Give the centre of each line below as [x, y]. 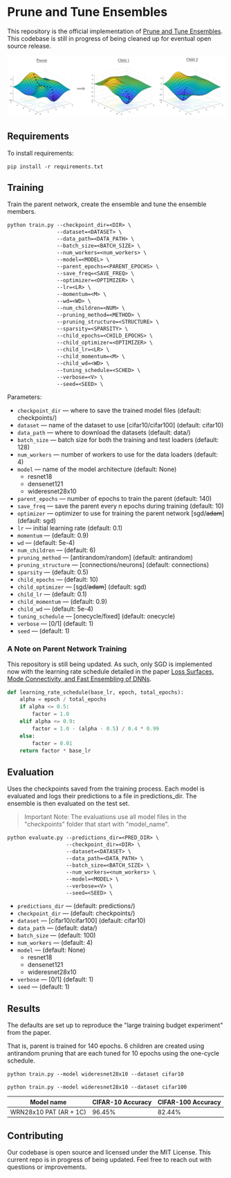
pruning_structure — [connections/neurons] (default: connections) [113, 565]
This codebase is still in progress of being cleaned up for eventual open [109, 38]
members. [22, 212]
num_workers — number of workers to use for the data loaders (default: [117, 454]
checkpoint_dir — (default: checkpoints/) [76, 913]
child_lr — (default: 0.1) [52, 594]
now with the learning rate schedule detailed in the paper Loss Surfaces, [111, 671]
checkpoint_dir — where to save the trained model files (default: [109, 411]
